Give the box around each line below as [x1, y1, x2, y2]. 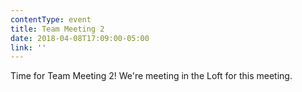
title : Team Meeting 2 [10, 24, 105, 34]
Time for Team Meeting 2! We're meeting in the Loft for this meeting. [10, 70, 293, 82]
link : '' [10, 42, 47, 53]
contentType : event [10, 14, 92, 25]
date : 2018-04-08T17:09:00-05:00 [10, 33, 150, 43]
